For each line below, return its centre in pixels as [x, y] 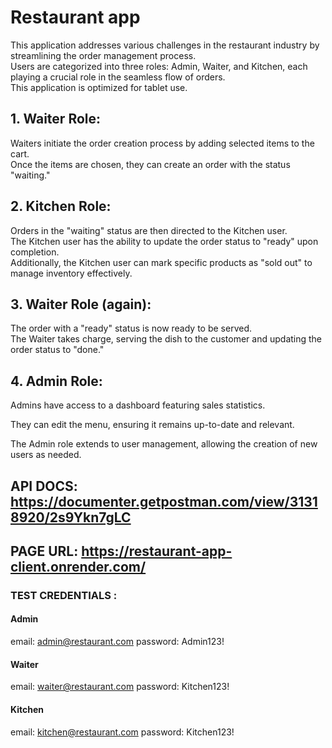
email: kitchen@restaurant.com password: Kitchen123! [122, 732]
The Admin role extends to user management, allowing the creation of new [164, 444]
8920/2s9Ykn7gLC [71, 517]
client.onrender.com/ [78, 566]
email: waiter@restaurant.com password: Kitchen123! [120, 687]
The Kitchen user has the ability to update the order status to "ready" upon [164, 241]
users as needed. [46, 455]
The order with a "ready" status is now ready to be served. [131, 328]
